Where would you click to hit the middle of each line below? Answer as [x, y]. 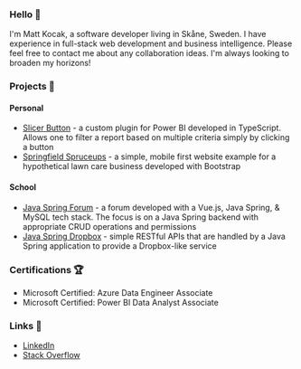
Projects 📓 [33, 87]
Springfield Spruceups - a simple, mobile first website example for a [149, 156]
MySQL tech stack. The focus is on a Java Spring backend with [141, 217]
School [23, 187]
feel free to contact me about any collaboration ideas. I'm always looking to [149, 53]
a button [38, 147]
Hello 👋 [25, 14]
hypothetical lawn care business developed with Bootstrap [132, 166]
